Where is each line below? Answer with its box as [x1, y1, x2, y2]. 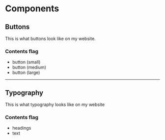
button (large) [12, 70, 40, 75]
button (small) [12, 59, 41, 65]
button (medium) [12, 65, 47, 70]
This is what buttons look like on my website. [5, 35, 96, 41]
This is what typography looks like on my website [5, 102, 105, 107]
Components [5, 3, 59, 14]
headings [12, 125, 31, 131]
